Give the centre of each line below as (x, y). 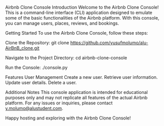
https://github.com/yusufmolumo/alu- (109, 43)
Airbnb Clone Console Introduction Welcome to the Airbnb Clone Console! (82, 7)
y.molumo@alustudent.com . (34, 108)
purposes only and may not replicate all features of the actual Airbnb (76, 98)
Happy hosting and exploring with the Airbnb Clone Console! (68, 118)
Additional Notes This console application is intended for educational (76, 92)
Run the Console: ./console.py (36, 68)
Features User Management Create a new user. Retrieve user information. (81, 77)
